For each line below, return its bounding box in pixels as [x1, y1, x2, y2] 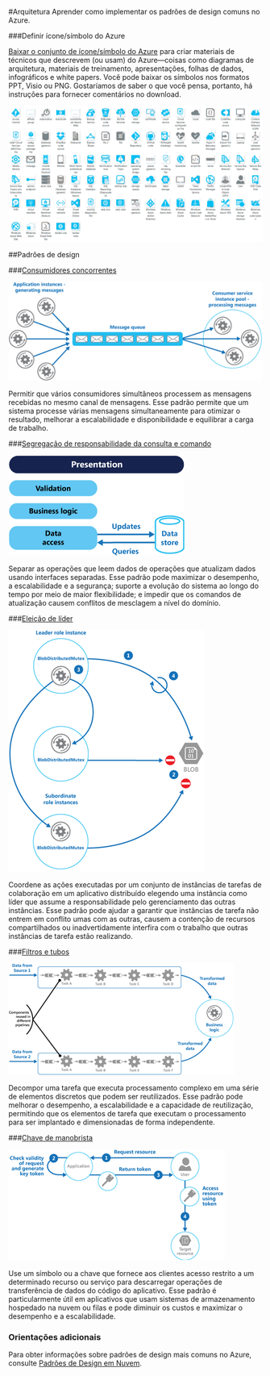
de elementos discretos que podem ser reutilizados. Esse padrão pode [8, 1091, 243, 1101]
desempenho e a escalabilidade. [8, 1311, 116, 1321]
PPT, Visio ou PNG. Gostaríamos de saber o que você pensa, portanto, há [8, 81, 253, 90]
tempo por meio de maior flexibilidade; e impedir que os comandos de [8, 589, 242, 599]
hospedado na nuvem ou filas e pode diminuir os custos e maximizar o [8, 1303, 243, 1312]
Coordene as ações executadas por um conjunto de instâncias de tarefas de [8, 879, 262, 890]
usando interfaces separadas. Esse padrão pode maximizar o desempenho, [8, 572, 260, 582]
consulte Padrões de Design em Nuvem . [8, 1358, 143, 1368]
